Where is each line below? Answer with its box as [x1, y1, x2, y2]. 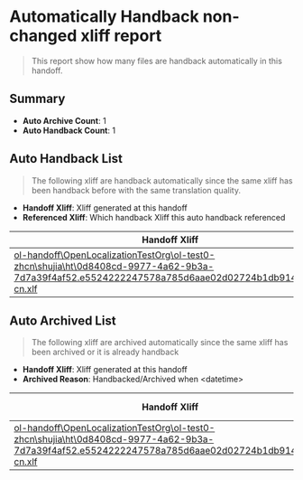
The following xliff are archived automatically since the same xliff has [31, 337, 289, 348]
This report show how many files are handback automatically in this [31, 55, 282, 66]
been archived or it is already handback [31, 346, 179, 358]
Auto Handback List [9, 151, 124, 166]
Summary [9, 91, 66, 107]
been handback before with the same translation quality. [31, 184, 242, 195]
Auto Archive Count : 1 [22, 115, 106, 126]
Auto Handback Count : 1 [22, 125, 115, 136]
